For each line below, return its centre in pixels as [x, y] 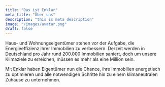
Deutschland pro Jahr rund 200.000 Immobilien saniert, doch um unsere [81, 54]
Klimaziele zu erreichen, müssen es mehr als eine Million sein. [70, 59]
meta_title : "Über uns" [30, 15]
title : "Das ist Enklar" [31, 10]
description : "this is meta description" [50, 19]
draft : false [19, 29]
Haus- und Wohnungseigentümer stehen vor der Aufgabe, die [70, 43]
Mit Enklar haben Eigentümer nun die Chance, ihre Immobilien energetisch [83, 69]
